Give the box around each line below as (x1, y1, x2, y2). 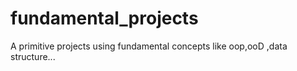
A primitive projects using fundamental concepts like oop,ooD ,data (10, 40, 288, 52)
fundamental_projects (10, 7, 199, 30)
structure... (10, 50, 56, 62)
